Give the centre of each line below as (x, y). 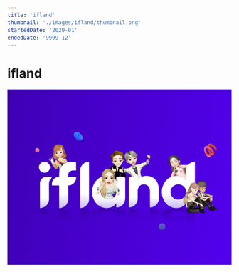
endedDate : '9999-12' (39, 38)
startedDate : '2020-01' (43, 30)
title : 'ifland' (31, 15)
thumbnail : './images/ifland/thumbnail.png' (74, 22)
